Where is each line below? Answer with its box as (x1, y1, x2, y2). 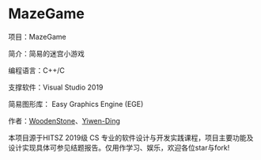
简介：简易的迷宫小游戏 (8, 48, 85, 58)
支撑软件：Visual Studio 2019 (8, 82, 104, 92)
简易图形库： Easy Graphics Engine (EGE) (8, 99, 144, 109)
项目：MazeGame (8, 32, 66, 41)
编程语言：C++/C (8, 65, 66, 75)
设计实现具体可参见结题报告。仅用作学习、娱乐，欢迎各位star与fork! (8, 143, 230, 152)
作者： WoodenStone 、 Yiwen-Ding (8, 116, 121, 125)
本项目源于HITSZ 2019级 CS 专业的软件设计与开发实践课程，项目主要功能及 (8, 132, 254, 143)
